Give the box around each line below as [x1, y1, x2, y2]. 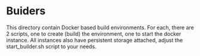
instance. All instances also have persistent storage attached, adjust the [6, 36, 183, 43]
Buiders [6, 4, 46, 18]
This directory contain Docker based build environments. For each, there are [6, 24, 194, 31]
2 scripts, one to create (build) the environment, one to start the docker [6, 30, 181, 37]
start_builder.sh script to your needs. [6, 43, 97, 50]
